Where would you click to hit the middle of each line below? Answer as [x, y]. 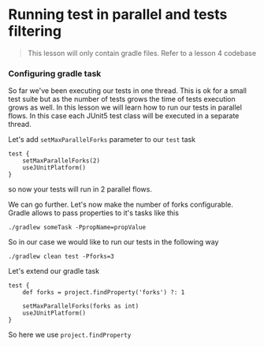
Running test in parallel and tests [118, 15]
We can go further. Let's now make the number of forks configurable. [121, 205]
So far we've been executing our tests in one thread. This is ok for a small [127, 91]
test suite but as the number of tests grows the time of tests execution [122, 99]
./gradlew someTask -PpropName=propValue [77, 228]
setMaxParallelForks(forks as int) [81, 306]
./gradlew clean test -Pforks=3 [61, 257]
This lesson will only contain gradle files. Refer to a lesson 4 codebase [142, 53]
